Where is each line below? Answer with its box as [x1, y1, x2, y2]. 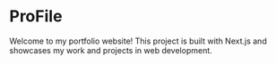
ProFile [9, 6, 63, 27]
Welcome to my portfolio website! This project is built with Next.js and [9, 36, 267, 46]
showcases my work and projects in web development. [9, 44, 212, 55]
